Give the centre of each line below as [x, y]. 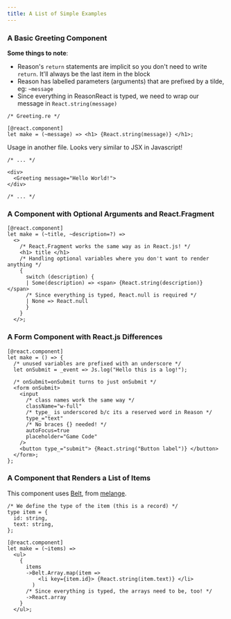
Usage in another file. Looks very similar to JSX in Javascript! [95, 147]
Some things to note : [38, 53]
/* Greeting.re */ [34, 116]
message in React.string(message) [67, 103]
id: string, [31, 518]
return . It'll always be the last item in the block [84, 74]
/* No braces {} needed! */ [66, 424]
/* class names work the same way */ [80, 400]
